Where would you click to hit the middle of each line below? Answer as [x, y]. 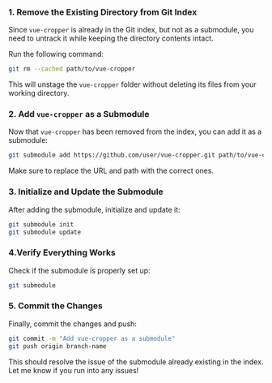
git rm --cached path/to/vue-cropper [72, 69]
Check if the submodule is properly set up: [80, 270]
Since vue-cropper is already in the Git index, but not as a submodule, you [131, 30]
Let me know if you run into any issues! [74, 370]
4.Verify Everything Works [62, 252]
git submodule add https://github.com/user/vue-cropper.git [112, 155]
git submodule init [41, 224]
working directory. [39, 93]
